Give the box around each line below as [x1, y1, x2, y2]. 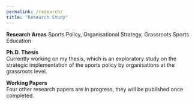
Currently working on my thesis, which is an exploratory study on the [6, 55, 177, 62]
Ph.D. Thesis [6, 48, 39, 55]
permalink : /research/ [6, 8, 63, 15]
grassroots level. [6, 67, 47, 75]
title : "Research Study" [6, 14, 68, 20]
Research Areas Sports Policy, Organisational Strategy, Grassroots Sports [6, 30, 190, 38]
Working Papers [6, 79, 47, 87]
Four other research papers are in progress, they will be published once [6, 85, 184, 92]
